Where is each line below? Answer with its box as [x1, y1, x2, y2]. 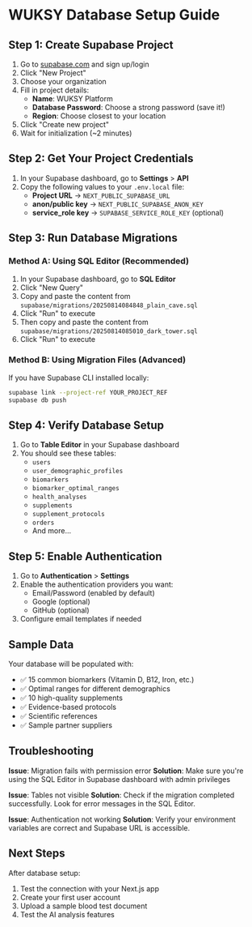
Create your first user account [19, 892, 121, 902]
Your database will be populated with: [8, 659, 134, 669]
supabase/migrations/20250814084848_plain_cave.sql [19, 301, 198, 310]
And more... [31, 526, 71, 536]
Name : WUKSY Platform [31, 94, 113, 103]
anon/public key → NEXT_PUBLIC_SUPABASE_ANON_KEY [31, 199, 204, 208]
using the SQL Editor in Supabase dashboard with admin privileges [8, 774, 231, 784]
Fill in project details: [19, 85, 90, 95]
